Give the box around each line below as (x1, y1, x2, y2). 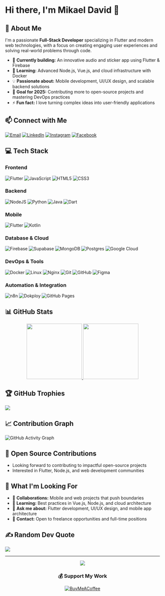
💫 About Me (5, 24, 42, 33)
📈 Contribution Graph (5, 420, 74, 428)
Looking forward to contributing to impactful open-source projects (12, 462, 147, 468)
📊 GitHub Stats (5, 308, 53, 316)
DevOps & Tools (5, 258, 44, 265)
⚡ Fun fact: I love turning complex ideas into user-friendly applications (12, 100, 155, 105)
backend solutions (12, 84, 50, 89)
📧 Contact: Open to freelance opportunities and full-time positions (12, 516, 147, 522)
